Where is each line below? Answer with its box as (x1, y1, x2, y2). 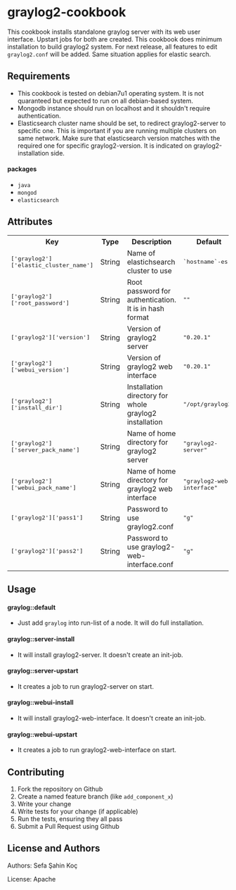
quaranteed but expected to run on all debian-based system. (17, 96, 194, 105)
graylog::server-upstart (7, 666, 79, 675)
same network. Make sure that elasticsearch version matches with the (17, 134, 221, 142)
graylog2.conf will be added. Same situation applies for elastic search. (7, 50, 211, 58)
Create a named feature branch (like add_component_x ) (17, 792, 173, 801)
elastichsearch (126, 257, 176, 267)
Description (131, 236, 172, 246)
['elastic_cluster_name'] (11, 261, 93, 269)
